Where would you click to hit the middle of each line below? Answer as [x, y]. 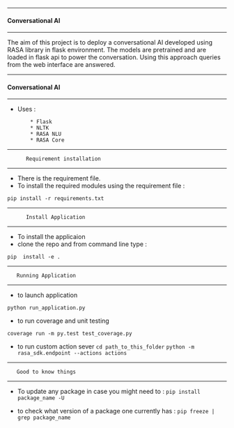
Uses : [26, 109]
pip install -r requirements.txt [56, 199]
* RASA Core [47, 140]
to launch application [47, 295]
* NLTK [40, 128]
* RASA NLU [46, 134]
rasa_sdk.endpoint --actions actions [72, 353]
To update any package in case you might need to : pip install [109, 392]
